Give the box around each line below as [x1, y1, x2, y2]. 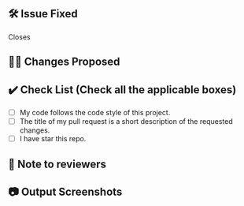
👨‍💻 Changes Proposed [8, 55, 120, 69]
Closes [8, 32, 31, 42]
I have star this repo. [19, 134, 87, 144]
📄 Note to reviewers [8, 157, 107, 170]
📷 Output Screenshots [8, 185, 123, 198]
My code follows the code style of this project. [19, 108, 171, 118]
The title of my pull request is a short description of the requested [19, 117, 234, 126]
